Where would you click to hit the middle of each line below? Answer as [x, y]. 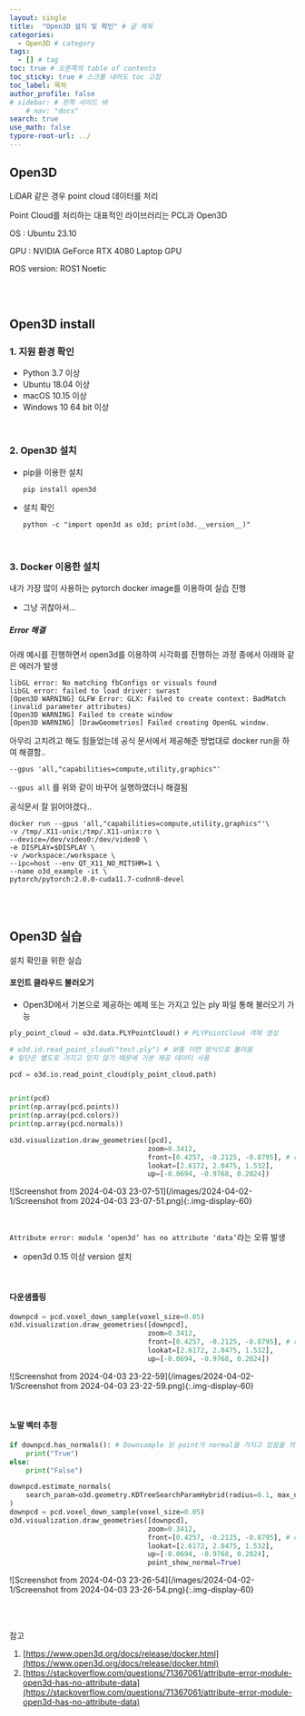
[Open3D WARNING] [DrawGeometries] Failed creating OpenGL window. [140, 723]
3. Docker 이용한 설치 [55, 567]
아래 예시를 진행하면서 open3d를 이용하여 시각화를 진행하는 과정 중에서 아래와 [148, 654]
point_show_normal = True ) [195, 1563]
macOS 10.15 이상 [55, 396]
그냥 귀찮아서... [49, 607]
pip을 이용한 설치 [53, 472]
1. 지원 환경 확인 [42, 352]
